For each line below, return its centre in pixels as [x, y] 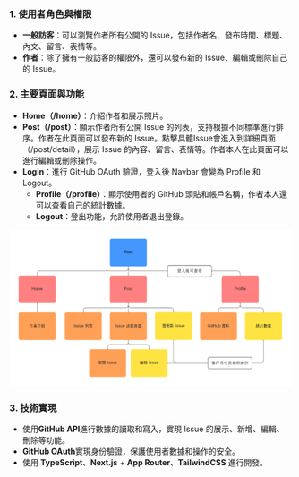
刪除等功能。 [46, 439]
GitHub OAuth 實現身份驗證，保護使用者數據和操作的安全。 [131, 451]
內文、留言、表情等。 [61, 47]
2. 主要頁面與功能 [47, 94]
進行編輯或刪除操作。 [61, 160]
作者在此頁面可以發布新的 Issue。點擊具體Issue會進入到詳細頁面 [157, 138]
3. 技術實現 [33, 407]
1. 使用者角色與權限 [51, 13]
